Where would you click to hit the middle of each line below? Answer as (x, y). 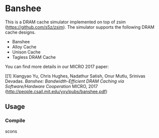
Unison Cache (26, 52)
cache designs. (20, 32)
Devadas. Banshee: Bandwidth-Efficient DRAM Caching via (65, 81)
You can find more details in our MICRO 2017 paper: (57, 67)
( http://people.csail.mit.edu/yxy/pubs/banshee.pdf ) (56, 91)
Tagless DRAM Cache (34, 57)
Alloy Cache (24, 47)
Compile (15, 121)
